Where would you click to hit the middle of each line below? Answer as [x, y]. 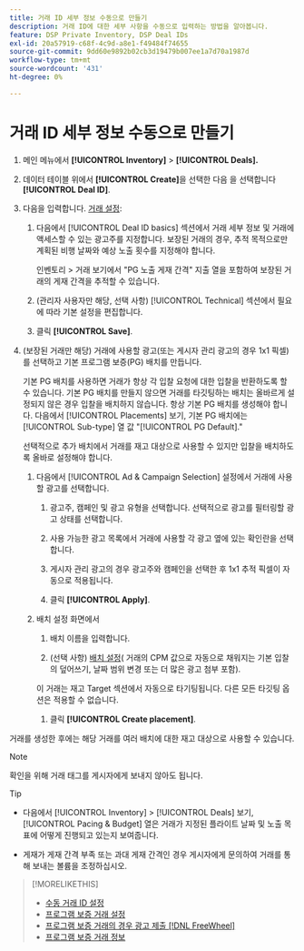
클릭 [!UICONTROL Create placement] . [123, 719]
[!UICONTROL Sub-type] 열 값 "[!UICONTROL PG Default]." [132, 426]
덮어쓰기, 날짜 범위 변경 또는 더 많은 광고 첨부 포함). [150, 669]
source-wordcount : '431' [56, 69]
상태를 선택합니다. [91, 519]
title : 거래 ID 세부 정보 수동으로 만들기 [78, 18]
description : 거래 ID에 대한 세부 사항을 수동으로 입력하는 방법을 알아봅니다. [139, 26]
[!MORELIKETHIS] [65, 884]
